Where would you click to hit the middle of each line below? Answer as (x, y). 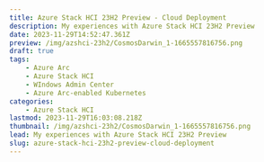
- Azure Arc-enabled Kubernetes (86, 93)
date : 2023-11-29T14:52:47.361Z (70, 34)
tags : (19, 59)
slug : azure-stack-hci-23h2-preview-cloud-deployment (112, 143)
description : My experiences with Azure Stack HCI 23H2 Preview (132, 26)
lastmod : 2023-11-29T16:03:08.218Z (76, 118)
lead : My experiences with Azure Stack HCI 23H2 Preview (118, 135)
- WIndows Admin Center (70, 85)
